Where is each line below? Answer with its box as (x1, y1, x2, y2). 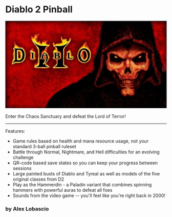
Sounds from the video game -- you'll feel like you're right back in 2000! (12, 192, 165, 199)
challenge (12, 154, 34, 160)
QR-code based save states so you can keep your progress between (12, 160, 158, 166)
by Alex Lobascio (5, 205, 49, 212)
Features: (5, 128, 26, 134)
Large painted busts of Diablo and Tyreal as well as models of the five (12, 170, 160, 176)
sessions (12, 165, 32, 171)
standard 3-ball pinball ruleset (12, 143, 77, 149)
